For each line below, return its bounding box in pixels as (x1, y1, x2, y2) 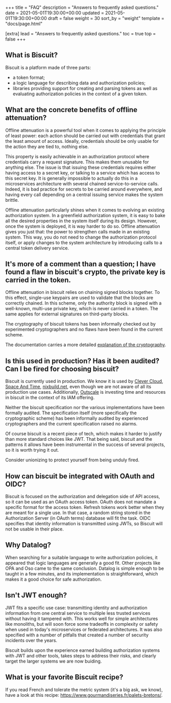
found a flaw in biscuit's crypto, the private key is (5, 268, 166, 276)
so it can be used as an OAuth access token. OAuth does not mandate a (5, 499, 157, 505)
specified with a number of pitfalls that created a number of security (5, 632, 149, 638)
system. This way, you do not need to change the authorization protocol (5, 234, 157, 240)
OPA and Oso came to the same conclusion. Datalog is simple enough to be (5, 565, 164, 571)
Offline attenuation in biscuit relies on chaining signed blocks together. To (5, 289, 160, 295)
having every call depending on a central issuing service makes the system (5, 191, 163, 198)
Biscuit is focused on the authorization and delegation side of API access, (5, 494, 160, 500)
